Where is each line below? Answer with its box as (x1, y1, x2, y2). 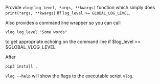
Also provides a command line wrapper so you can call (5, 20, 121, 26)
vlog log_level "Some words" (5, 30, 67, 35)
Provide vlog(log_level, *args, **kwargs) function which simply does (5, 5, 155, 10)
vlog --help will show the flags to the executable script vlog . (5, 73, 134, 79)
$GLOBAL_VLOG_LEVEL (5, 44, 56, 50)
